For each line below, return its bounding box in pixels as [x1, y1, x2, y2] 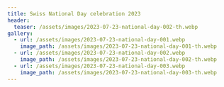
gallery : [7, 29, 33, 37]
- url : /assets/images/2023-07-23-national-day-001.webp [13, 36, 186, 43]
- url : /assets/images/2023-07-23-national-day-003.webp [13, 62, 186, 69]
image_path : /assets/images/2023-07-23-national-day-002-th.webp [20, 56, 218, 63]
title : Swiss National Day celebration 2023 [7, 10, 141, 18]
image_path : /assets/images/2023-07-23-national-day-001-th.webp [20, 43, 218, 50]
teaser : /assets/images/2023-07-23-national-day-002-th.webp [13, 23, 198, 30]
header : [7, 17, 30, 24]
